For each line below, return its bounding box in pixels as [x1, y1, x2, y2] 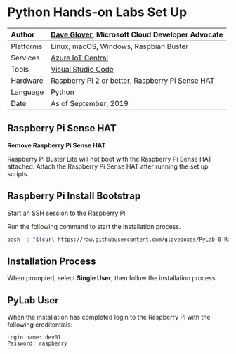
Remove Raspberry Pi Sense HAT [7, 141, 106, 150]
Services [11, 53, 40, 63]
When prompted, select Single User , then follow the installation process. [7, 274, 218, 282]
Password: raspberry [7, 340, 68, 348]
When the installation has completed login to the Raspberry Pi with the [7, 313, 211, 322]
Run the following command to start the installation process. [7, 222, 181, 230]
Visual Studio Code [50, 64, 114, 74]
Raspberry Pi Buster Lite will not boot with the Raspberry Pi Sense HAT [7, 155, 212, 163]
